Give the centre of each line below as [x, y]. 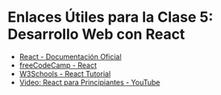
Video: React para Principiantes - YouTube [90, 82]
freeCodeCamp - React [58, 65]
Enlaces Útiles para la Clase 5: [110, 17]
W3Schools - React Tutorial [65, 73]
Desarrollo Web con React [96, 34]
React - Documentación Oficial [70, 56]
